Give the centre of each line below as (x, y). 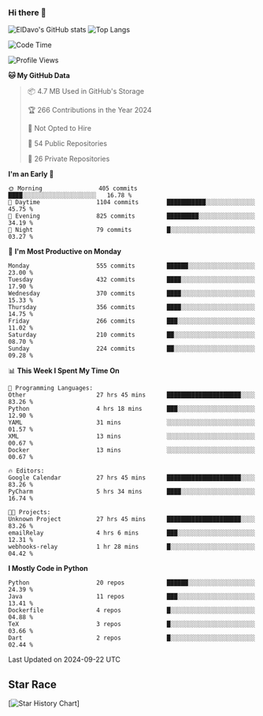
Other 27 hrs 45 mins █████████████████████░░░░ (132, 395)
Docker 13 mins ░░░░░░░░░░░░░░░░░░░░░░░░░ (132, 450)
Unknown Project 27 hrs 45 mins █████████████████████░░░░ (132, 520)
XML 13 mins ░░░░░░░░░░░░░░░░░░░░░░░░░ (132, 437)
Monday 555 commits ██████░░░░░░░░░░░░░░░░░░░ (132, 266)
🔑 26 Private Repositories (69, 159)
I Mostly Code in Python (48, 569)
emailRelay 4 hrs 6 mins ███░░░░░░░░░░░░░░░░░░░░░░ (132, 533)
